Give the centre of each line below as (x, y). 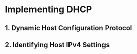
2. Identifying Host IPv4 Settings (57, 45)
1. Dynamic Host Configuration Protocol (68, 28)
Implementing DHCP (48, 9)
